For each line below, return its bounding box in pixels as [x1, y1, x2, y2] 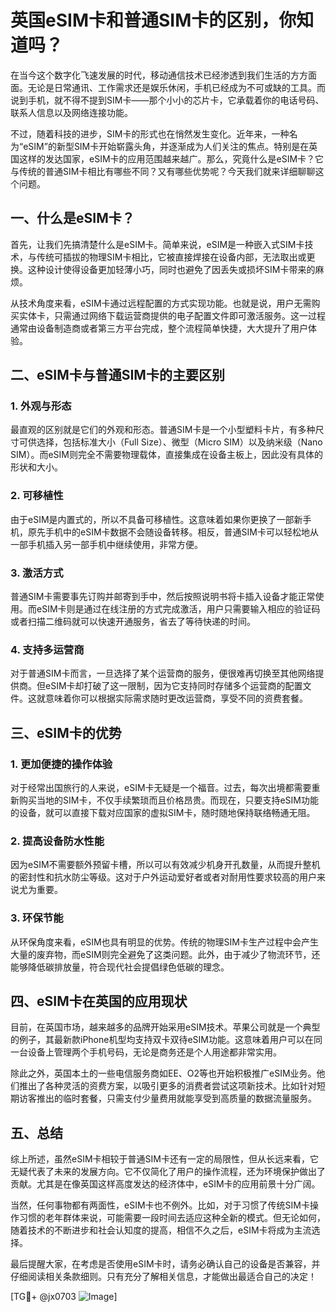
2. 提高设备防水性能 [10, 834, 105, 848]
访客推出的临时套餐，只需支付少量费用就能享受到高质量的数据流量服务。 [18, 1092, 317, 1105]
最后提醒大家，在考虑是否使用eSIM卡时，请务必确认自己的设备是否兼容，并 [10, 1258, 321, 1270]
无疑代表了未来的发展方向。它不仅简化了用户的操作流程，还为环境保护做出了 [10, 1166, 326, 1178]
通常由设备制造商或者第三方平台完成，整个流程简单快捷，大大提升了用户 [10, 322, 308, 334]
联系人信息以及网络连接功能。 [10, 106, 133, 118]
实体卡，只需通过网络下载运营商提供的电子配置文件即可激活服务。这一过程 [18, 309, 326, 321]
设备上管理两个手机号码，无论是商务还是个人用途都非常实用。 [27, 1046, 282, 1058]
